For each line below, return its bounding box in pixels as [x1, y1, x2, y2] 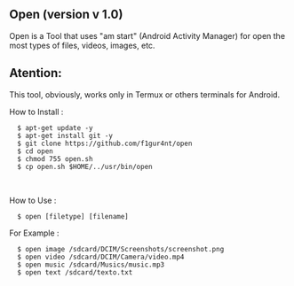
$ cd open [17, 146, 53, 156]
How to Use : [9, 195, 57, 205]
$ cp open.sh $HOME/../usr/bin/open [17, 162, 153, 171]
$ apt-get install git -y [17, 131, 114, 140]
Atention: [9, 66, 62, 81]
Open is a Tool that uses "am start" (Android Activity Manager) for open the [9, 30, 286, 41]
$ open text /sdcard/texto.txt [17, 267, 133, 277]
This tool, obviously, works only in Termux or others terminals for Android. [9, 89, 281, 100]
